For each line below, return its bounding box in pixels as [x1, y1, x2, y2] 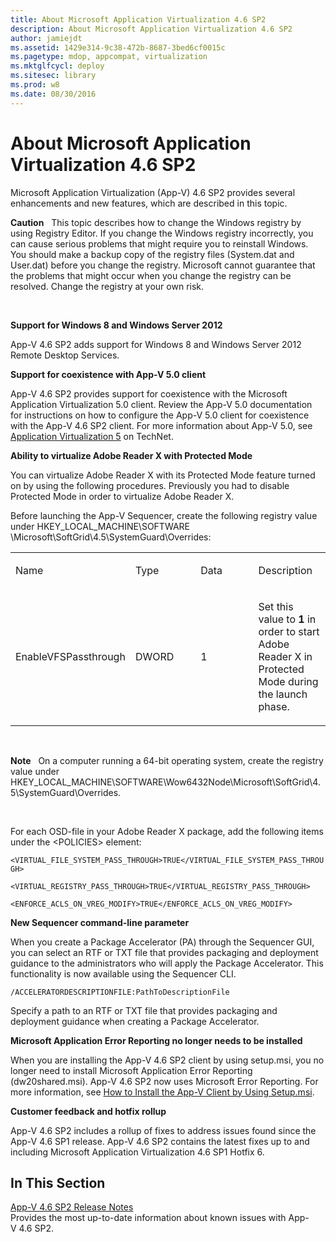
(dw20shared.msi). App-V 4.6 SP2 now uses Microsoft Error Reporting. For [10, 1075, 319, 1087]
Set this [258, 599, 294, 613]
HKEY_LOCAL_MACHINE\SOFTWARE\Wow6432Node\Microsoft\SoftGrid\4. [10, 776, 321, 788]
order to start [258, 624, 320, 638]
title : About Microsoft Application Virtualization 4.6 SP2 [10, 14, 267, 25]
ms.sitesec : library [10, 71, 97, 81]
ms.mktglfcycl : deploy [10, 61, 105, 71]
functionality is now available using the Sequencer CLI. [10, 967, 237, 980]
